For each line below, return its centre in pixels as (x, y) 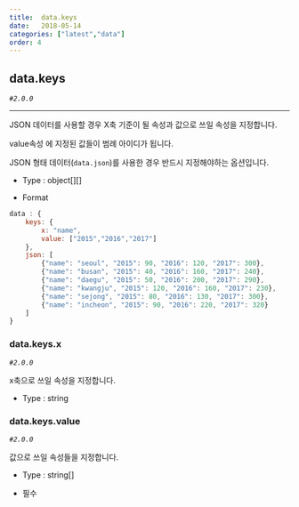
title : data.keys (43, 17)
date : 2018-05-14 (45, 26)
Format (35, 197)
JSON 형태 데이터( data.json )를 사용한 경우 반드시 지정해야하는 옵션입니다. (139, 163)
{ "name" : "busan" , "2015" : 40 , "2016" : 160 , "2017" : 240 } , (153, 272)
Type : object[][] (52, 181)
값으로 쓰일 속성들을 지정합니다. (64, 457)
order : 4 (25, 42)
